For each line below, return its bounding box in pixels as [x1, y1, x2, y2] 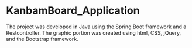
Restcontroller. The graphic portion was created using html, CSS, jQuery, [6, 29, 181, 36]
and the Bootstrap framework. [6, 35, 78, 42]
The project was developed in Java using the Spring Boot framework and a [6, 23, 187, 30]
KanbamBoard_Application [6, 4, 140, 17]
